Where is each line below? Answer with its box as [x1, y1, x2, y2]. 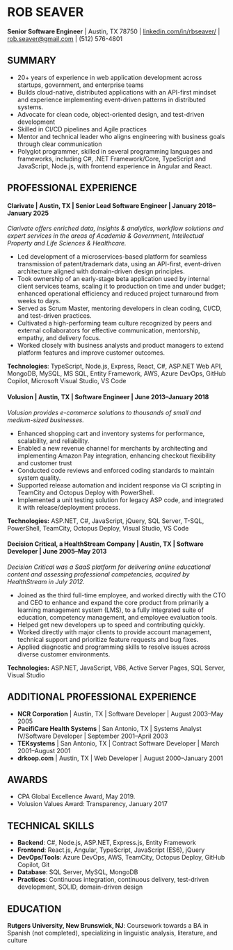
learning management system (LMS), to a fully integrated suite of [17, 606, 204, 614]
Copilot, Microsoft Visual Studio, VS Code [7, 377, 127, 385]
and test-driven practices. [17, 312, 92, 320]
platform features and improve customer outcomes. [17, 348, 166, 357]
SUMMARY [7, 55, 57, 67]
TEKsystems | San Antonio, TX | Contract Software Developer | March [17, 739, 220, 748]
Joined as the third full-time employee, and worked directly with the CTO [17, 590, 226, 599]
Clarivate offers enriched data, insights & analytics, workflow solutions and [7, 224, 224, 233]
